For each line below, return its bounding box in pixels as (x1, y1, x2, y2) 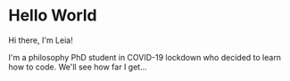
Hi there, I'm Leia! (8, 35, 73, 45)
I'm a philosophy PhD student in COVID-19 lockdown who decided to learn (8, 52, 282, 62)
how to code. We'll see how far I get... (8, 61, 148, 72)
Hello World (8, 5, 97, 26)
